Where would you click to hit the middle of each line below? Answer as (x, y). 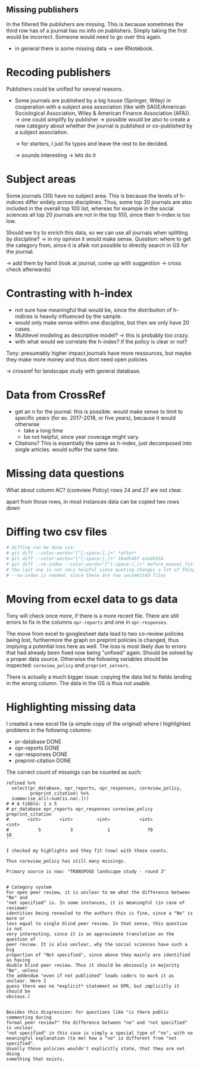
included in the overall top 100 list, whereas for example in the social (90, 208)
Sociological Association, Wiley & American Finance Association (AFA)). (103, 113)
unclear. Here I (26, 981)
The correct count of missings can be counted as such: (74, 772)
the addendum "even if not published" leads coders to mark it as (90, 976)
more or (16, 918)
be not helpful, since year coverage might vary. (82, 436)
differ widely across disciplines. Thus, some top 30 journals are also (109, 202)
